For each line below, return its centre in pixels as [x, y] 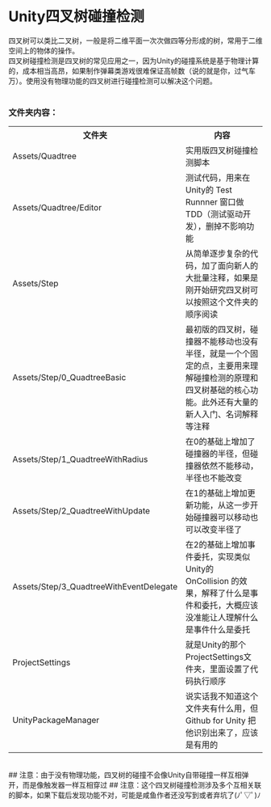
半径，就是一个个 [218, 354]
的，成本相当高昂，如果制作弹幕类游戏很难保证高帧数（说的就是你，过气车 [132, 70]
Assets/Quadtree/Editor [57, 208]
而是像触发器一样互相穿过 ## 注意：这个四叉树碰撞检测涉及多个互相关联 [142, 785]
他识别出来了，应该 [222, 733]
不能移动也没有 [230, 342]
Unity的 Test [208, 190]
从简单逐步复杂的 [218, 254]
